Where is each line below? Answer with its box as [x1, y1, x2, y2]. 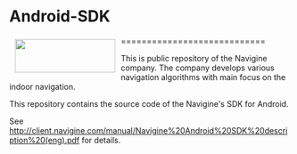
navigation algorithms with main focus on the [120, 71, 286, 82]
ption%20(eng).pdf [9, 134, 80, 145]
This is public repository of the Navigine [120, 53, 268, 63]
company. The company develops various [120, 62, 275, 73]
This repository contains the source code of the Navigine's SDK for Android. [9, 98, 289, 109]
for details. [81, 134, 121, 145]
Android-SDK [9, 6, 111, 27]
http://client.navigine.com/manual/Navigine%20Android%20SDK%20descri [9, 125, 288, 135]
